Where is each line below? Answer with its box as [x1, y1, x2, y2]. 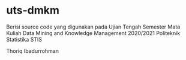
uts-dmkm [6, 4, 60, 17]
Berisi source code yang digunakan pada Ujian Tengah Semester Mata [6, 23, 181, 30]
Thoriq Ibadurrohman [6, 47, 59, 54]
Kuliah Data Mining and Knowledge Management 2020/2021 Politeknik [6, 29, 181, 36]
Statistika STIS [6, 36, 42, 43]
